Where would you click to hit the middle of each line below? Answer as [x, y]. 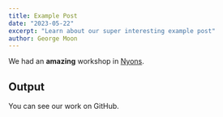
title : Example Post [43, 16]
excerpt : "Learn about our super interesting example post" [112, 31]
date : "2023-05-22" [41, 23]
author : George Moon [43, 38]
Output [26, 87]
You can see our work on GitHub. [64, 107]
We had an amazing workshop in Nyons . [76, 61]
